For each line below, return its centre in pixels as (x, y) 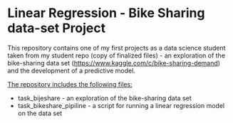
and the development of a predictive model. (71, 70)
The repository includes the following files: (70, 84)
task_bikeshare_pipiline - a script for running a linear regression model (121, 105)
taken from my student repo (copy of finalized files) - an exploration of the (116, 55)
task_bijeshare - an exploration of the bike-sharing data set (104, 98)
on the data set (40, 113)
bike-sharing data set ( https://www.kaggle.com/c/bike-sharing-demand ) (114, 63)
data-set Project (56, 28)
